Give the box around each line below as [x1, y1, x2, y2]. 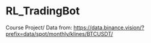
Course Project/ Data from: [5, 24, 73, 31]
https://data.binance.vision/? [73, 24, 145, 31]
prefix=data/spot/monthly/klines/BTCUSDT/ [5, 30, 114, 37]
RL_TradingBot [5, 4, 80, 18]
